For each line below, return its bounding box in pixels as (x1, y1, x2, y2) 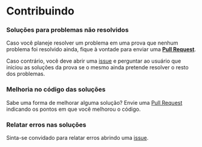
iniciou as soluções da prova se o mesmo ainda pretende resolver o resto (6, 64, 189, 71)
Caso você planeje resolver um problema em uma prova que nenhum (6, 39, 178, 46)
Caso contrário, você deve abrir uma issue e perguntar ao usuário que (6, 57, 181, 64)
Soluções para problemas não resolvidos (6, 26, 129, 34)
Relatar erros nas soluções (6, 120, 86, 129)
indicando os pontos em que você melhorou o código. (6, 105, 141, 113)
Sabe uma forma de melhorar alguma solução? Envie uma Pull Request (6, 99, 183, 106)
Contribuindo (6, 4, 74, 18)
